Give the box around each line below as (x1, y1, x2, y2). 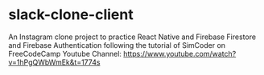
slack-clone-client (8, 6, 134, 24)
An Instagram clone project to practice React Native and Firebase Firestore (8, 32, 256, 41)
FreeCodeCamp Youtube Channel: (8, 49, 122, 58)
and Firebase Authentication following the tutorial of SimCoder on (8, 40, 226, 49)
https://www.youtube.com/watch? (123, 49, 237, 58)
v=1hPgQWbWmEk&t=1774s (8, 57, 101, 67)
